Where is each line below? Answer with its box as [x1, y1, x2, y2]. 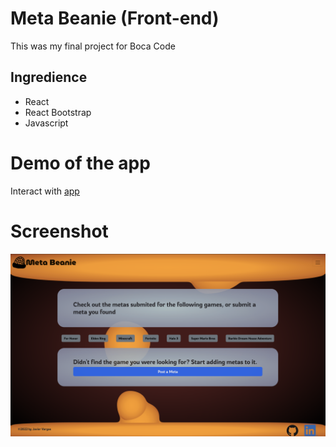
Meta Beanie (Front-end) [10, 7, 220, 30]
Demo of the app [10, 152, 151, 174]
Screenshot [10, 220, 109, 242]
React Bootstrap [24, 106, 92, 118]
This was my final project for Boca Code [10, 40, 176, 52]
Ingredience [10, 69, 88, 86]
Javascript [24, 117, 69, 129]
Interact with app [10, 185, 80, 197]
